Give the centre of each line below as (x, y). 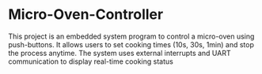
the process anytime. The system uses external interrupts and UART (120, 53)
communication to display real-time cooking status (91, 61)
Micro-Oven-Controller (86, 15)
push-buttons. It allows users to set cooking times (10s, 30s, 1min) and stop (131, 44)
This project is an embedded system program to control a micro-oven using (131, 36)
